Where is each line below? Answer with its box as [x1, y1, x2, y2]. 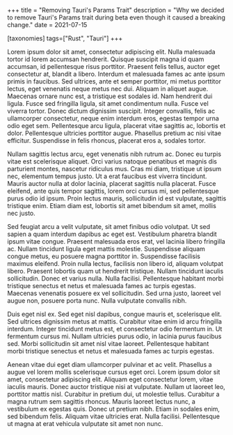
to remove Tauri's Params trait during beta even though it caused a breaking [7, 13, 226, 22]
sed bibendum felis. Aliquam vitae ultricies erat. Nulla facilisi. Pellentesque [7, 412, 220, 420]
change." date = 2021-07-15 [7, 21, 88, 29]
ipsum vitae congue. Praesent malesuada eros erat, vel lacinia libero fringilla [7, 237, 226, 246]
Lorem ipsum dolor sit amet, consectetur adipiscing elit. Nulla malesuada [7, 48, 216, 56]
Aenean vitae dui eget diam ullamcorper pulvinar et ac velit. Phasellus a [7, 361, 212, 368]
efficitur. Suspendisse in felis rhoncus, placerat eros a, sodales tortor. [7, 136, 207, 145]
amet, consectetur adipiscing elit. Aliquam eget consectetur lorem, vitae [7, 375, 214, 383]
